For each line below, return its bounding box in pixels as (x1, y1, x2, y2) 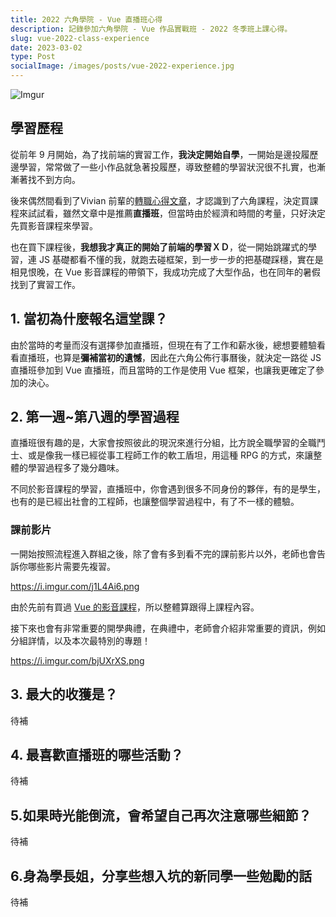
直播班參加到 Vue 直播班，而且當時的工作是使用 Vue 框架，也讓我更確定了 (10, 364, 316, 376)
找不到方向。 (27, 173, 81, 185)
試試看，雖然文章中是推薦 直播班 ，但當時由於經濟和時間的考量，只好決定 (27, 207, 326, 219)
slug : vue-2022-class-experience (10, 33, 150, 43)
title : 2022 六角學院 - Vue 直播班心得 (10, 14, 163, 25)
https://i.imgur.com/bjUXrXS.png (10, 654, 145, 666)
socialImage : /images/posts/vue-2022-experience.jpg (10, 61, 235, 71)
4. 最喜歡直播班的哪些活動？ (10, 746, 184, 763)
